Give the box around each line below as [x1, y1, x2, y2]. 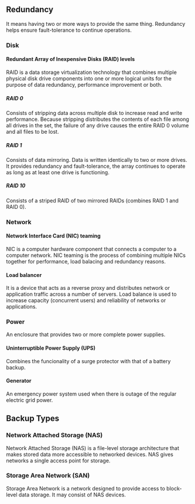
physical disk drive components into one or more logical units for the [6, 75, 172, 82]
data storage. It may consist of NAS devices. [18, 491, 126, 498]
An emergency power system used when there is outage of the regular [6, 390, 177, 397]
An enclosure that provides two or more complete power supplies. [6, 331, 166, 338]
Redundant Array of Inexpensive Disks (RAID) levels [6, 56, 135, 63]
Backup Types [6, 414, 60, 424]
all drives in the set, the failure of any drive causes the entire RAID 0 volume [6, 121, 189, 128]
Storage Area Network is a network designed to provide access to [6, 485, 166, 492]
